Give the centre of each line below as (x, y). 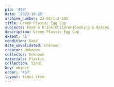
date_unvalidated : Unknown (32, 45)
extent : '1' (17, 37)
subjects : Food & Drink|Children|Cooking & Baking (57, 28)
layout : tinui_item (25, 77)
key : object (17, 68)
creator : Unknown (23, 50)
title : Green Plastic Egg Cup (36, 23)
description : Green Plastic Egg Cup (42, 32)
